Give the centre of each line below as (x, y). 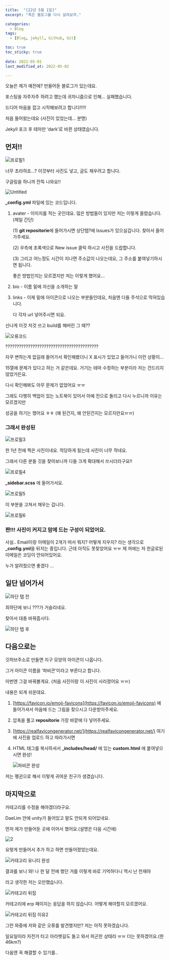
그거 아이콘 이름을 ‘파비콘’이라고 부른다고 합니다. (53, 670)
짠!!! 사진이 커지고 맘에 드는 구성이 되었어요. (56, 530)
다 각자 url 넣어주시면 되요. (39, 315)
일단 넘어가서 (25, 583)
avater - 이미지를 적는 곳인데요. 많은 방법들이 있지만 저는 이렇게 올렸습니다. (87, 213)
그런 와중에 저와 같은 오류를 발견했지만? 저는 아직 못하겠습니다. (67, 925)
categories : (18, 24)
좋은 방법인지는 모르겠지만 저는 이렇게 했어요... (59, 276)
